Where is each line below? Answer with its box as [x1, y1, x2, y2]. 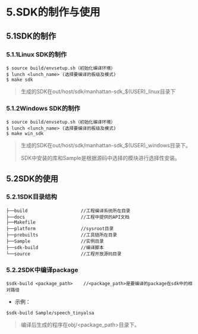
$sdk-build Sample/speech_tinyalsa [6, 310, 95, 316]
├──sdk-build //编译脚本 [6, 244, 104, 250]
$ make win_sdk [6, 131, 44, 137]
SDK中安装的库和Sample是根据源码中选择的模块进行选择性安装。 [20, 155, 180, 162]
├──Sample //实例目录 [6, 238, 104, 244]
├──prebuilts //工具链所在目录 [6, 232, 117, 238]
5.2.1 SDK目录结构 [6, 193, 58, 201]
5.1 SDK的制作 [6, 31, 56, 41]
